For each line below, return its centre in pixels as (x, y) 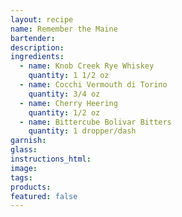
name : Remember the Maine (64, 29)
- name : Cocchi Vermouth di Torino (93, 85)
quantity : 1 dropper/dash (82, 131)
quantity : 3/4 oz (64, 94)
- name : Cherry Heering (68, 103)
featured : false (44, 196)
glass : (24, 150)
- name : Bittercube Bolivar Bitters (95, 122)
